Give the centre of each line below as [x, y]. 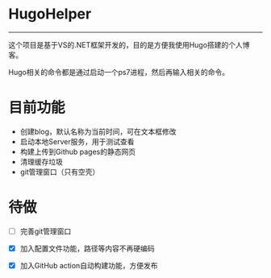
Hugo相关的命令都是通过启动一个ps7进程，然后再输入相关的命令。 [119, 72]
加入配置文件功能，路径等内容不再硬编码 [87, 248]
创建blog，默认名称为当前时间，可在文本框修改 [98, 131]
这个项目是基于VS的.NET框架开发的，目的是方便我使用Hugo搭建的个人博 [129, 44]
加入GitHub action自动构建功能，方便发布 [89, 265]
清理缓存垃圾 [41, 161]
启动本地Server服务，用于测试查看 [77, 141]
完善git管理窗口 [46, 231]
